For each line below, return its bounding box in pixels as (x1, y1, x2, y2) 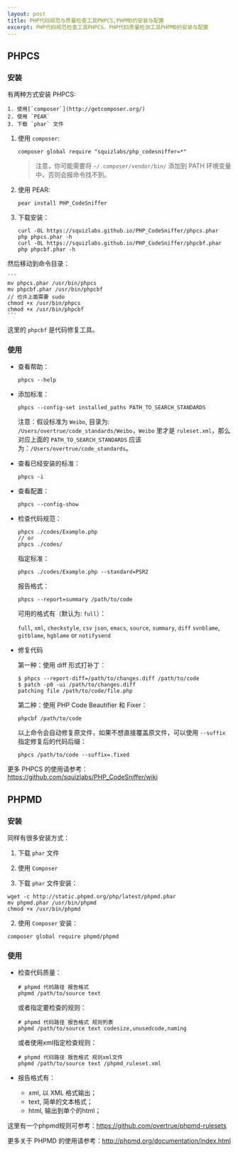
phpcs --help (17, 377, 57, 384)
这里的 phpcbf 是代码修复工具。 (7, 325, 99, 334)
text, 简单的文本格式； (28, 1097, 94, 1106)
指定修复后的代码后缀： (17, 737, 87, 746)
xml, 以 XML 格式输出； (28, 1089, 97, 1097)
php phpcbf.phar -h (17, 246, 76, 253)
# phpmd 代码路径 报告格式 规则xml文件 (17, 1054, 123, 1061)
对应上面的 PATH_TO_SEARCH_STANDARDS (17, 435, 128, 444)
